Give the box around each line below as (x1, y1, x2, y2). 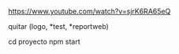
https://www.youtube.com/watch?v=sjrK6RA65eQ (8, 7, 171, 16)
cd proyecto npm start (8, 37, 80, 46)
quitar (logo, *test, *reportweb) (8, 22, 109, 31)
